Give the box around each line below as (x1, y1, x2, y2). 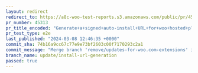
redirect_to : (5, 14, 38, 20)
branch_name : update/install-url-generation (5, 52, 117, 58)
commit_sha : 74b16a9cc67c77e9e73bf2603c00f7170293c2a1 (5, 42, 144, 48)
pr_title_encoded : (5, 25, 51, 31)
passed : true (5, 58, 38, 64)
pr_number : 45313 (5, 19, 48, 25)
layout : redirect (5, 8, 48, 15)
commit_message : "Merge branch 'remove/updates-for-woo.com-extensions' (5, 47, 189, 53)
